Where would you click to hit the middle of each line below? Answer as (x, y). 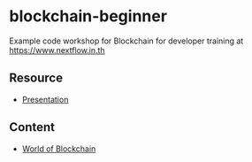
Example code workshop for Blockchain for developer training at (126, 41)
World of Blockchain (59, 149)
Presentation (45, 99)
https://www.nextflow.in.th (57, 50)
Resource (36, 78)
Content (32, 127)
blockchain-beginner (88, 16)
